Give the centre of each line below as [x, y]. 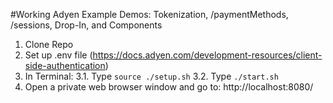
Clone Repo [49, 44]
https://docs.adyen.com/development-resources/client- [207, 55]
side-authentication [65, 65]
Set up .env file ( [58, 55]
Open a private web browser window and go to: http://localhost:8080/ [169, 87]
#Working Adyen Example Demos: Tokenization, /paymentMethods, [149, 14]
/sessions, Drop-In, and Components [86, 25]
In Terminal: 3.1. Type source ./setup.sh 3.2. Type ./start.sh [151, 76]
